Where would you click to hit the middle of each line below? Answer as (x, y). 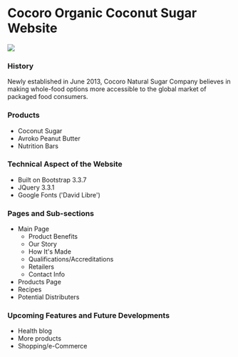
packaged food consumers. (48, 97)
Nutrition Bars (38, 146)
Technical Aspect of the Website (65, 164)
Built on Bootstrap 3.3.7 (52, 180)
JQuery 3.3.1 (36, 187)
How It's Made (50, 252)
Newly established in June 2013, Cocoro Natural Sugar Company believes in (119, 82)
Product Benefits (53, 237)
